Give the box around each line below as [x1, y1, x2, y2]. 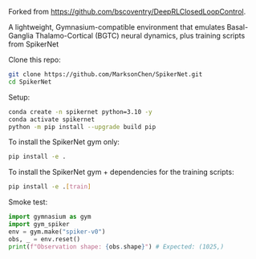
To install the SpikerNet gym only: [8, 137, 120, 147]
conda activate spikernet [8, 115, 95, 123]
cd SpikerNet [8, 78, 52, 86]
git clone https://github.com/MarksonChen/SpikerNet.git [8, 71, 203, 79]
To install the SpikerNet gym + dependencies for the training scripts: [8, 168, 234, 177]
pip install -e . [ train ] [8, 183, 91, 191]
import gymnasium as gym [8, 212, 91, 221]
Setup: [8, 92, 30, 102]
